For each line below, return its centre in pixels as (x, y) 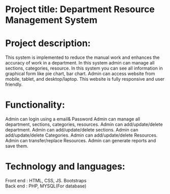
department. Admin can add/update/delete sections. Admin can (72, 130)
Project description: (48, 43)
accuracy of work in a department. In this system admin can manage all (80, 63)
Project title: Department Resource (80, 9)
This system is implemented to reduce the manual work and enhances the (82, 57)
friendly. (14, 84)
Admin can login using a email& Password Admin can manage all (73, 119)
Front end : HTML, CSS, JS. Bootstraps (46, 181)
